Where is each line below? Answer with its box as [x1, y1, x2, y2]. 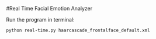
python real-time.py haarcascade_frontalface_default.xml [6, 27, 150, 33]
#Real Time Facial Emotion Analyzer [6, 5, 93, 12]
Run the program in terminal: [6, 16, 75, 23]
